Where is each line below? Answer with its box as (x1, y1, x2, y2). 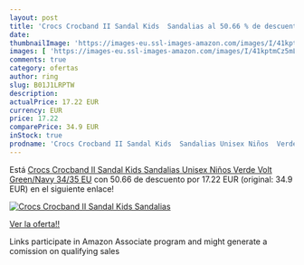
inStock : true (9, 131, 63, 140)
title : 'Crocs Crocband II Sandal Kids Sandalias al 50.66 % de (9, 22, 261, 31)
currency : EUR (9, 106, 63, 115)
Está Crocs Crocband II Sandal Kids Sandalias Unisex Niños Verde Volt (9, 164, 273, 175)
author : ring (9, 72, 59, 81)
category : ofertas (9, 64, 79, 73)
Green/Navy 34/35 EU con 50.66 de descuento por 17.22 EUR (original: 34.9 (9, 174, 293, 185)
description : (9, 89, 59, 98)
